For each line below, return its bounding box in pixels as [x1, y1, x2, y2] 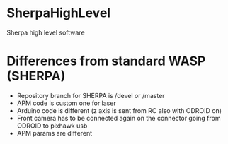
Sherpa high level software [6, 28, 86, 37]
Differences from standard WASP [6, 53, 206, 69]
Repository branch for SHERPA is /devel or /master [16, 91, 165, 100]
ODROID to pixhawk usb [16, 121, 88, 130]
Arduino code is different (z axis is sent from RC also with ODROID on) [16, 106, 222, 114]
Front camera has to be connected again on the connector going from [16, 114, 221, 122]
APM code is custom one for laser [16, 99, 116, 107]
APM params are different [16, 128, 93, 137]
